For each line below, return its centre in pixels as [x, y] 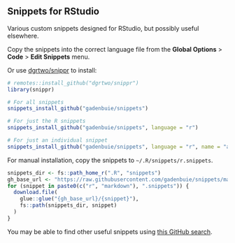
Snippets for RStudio [54, 12]
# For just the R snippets [47, 121]
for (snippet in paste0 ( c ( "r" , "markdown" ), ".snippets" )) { [98, 186]
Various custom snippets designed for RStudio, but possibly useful [103, 28]
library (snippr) [31, 89]
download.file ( [36, 192]
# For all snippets [36, 102]
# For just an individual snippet [58, 140]
